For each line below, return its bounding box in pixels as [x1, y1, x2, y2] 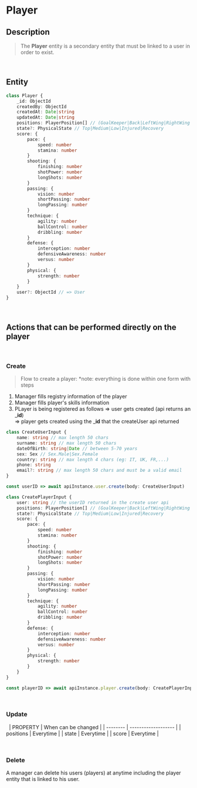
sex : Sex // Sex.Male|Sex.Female [16, 451, 98, 457]
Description [6, 27, 50, 37]
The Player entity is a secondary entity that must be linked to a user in [20, 42, 191, 49]
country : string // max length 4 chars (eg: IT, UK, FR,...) [16, 457, 169, 462]
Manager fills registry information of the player [14, 393, 127, 400]
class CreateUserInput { [6, 430, 67, 435]
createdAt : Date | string [16, 109, 75, 115]
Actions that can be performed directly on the [6, 323, 177, 333]
